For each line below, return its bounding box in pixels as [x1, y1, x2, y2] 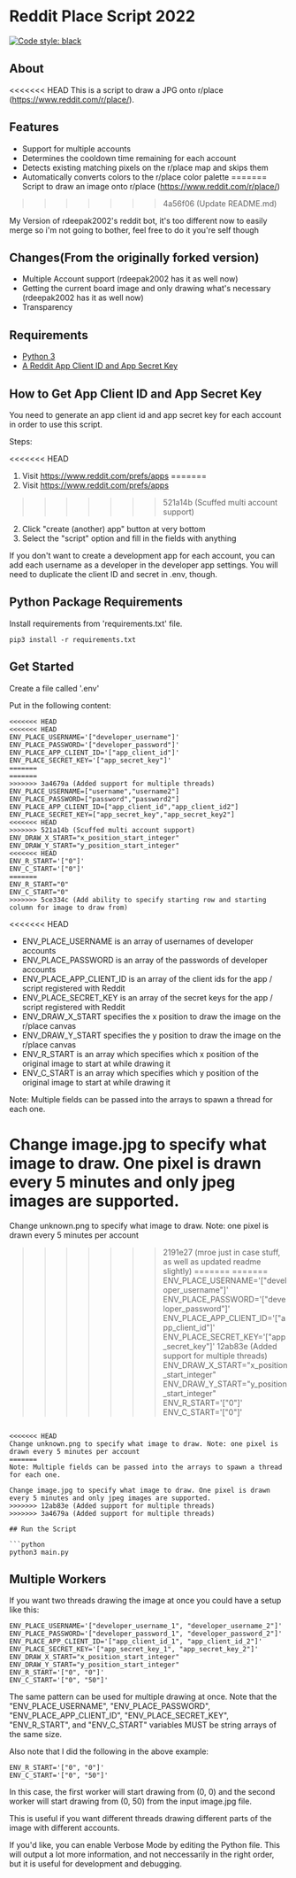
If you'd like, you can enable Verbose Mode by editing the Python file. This [9, 1840, 281, 1851]
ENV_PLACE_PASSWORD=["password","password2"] [9, 794, 179, 803]
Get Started [9, 660, 74, 675]
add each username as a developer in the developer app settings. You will [9, 560, 278, 570]
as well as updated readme [163, 1256, 262, 1267]
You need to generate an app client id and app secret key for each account [9, 410, 282, 420]
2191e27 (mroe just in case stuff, [163, 1247, 281, 1257]
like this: [9, 1604, 40, 1615]
